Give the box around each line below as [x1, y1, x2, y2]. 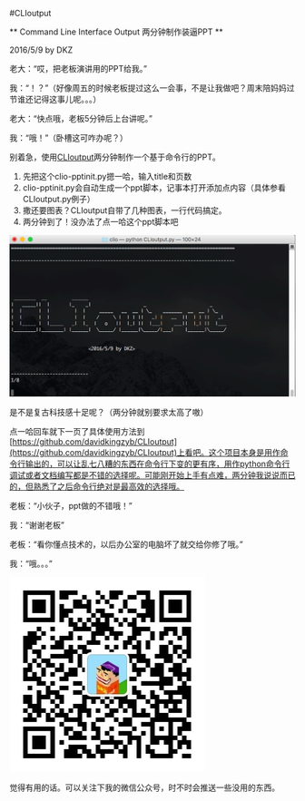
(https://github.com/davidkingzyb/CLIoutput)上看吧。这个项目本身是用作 [9, 447, 281, 458]
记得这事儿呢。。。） [33, 94, 102, 104]
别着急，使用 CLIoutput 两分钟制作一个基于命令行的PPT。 [9, 151, 221, 162]
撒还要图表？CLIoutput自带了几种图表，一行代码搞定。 [22, 205, 227, 216]
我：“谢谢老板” [9, 520, 65, 531]
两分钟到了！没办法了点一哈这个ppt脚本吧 [22, 217, 179, 227]
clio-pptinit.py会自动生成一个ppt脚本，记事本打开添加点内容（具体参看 [22, 182, 286, 193]
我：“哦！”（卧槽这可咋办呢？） [9, 132, 129, 143]
